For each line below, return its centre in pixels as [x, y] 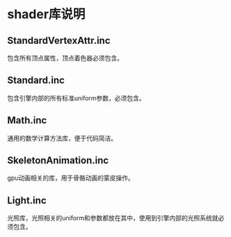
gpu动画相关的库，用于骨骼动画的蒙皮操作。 [71, 178]
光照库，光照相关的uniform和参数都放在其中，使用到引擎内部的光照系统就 [113, 218]
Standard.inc [36, 81]
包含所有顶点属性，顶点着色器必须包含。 [65, 58]
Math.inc [27, 120]
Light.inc [27, 200]
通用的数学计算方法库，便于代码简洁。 [62, 138]
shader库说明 [46, 14]
